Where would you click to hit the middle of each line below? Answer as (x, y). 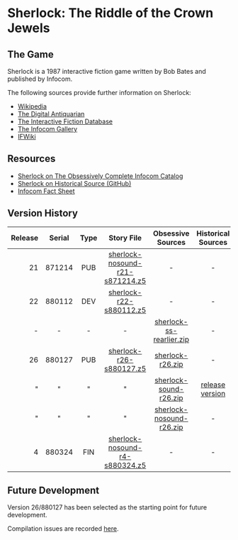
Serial (59, 238)
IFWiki (27, 137)
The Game (31, 54)
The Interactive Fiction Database (65, 121)
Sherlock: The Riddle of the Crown (110, 13)
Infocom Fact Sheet (46, 191)
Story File (125, 238)
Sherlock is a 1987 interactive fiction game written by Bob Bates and (107, 71)
